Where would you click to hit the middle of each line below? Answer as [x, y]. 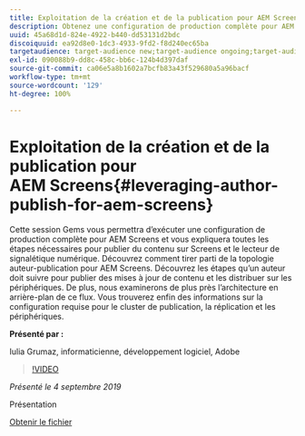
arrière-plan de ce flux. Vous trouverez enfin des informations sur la [136, 297]
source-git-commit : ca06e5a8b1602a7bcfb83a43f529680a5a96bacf [129, 69]
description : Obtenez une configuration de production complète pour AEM [152, 26]
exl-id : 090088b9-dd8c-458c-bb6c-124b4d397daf [99, 60]
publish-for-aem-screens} [112, 204]
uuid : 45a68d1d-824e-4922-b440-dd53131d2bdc [95, 35]
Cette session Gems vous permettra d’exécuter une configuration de [138, 230]
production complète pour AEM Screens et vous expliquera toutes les [139, 239]
